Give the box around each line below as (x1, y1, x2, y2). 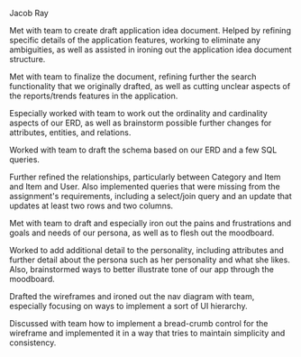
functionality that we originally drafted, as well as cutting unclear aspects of (9, 81, 291, 91)
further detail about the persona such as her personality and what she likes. (9, 254, 290, 265)
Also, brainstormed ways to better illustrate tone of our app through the (9, 264, 275, 274)
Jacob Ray (9, 8, 50, 18)
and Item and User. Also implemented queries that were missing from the (9, 181, 281, 192)
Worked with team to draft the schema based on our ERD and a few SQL (9, 144, 278, 155)
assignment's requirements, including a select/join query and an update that (9, 191, 292, 201)
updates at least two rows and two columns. (9, 200, 174, 211)
